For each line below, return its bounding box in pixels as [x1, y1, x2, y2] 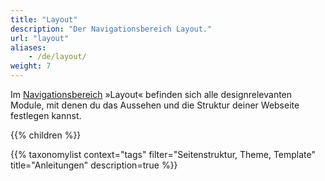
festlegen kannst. [10, 110, 82, 121]
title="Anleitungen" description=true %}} [10, 159, 178, 171]
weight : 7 [10, 61, 52, 71]
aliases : [10, 42, 47, 53]
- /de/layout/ [28, 52, 87, 62]
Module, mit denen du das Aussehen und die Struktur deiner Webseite [10, 99, 300, 111]
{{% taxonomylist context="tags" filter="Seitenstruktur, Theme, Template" [10, 149, 317, 160]
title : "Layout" [10, 14, 78, 25]
